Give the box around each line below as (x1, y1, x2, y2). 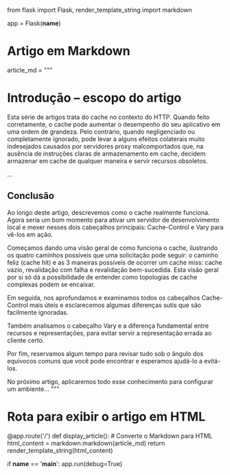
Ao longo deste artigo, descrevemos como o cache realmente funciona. (7, 208, 210, 216)
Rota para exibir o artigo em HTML (7, 409, 206, 424)
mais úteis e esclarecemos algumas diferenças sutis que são (30, 301, 201, 309)
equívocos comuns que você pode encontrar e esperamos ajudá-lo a (7, 357, 203, 365)
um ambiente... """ (7, 385, 60, 393)
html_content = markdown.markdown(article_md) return (7, 439, 165, 447)
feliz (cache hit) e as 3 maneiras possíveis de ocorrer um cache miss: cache (7, 258, 222, 266)
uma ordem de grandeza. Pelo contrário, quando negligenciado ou (7, 127, 196, 136)
